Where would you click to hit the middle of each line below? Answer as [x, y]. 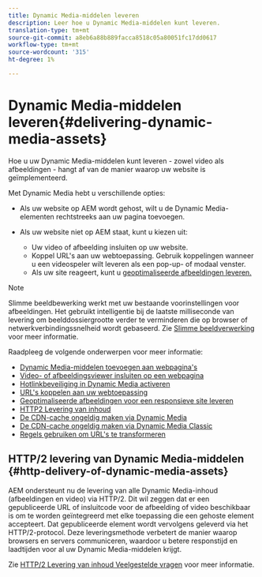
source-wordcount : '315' [49, 52]
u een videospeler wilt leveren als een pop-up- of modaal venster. [138, 264]
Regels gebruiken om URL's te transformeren [92, 434]
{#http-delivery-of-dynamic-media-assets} [118, 472]
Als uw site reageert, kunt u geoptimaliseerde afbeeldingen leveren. [142, 272]
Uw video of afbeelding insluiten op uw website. [110, 247]
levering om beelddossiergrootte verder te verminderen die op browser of [128, 320]
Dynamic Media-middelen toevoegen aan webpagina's [109, 367]
